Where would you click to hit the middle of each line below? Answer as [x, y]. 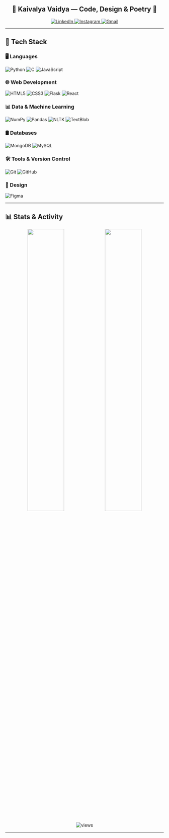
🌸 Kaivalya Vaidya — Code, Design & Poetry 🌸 [84, 9]
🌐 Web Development [31, 82]
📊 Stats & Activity [34, 217]
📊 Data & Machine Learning [40, 107]
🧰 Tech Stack [26, 42]
